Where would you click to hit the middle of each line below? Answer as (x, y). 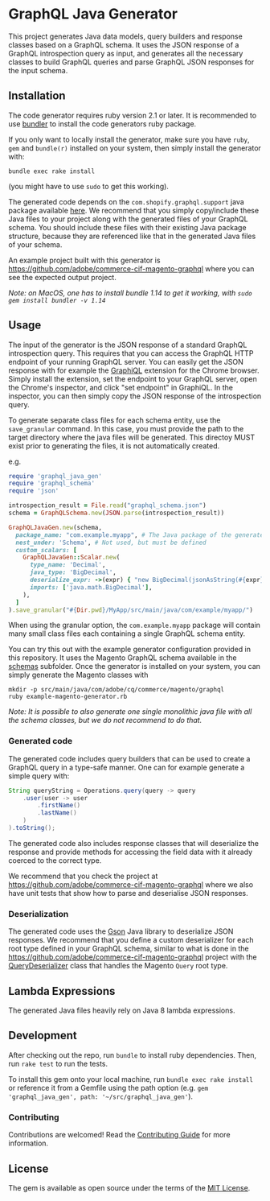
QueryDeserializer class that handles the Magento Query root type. (118, 966)
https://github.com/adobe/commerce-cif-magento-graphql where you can (131, 268)
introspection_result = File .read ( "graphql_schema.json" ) (107, 506)
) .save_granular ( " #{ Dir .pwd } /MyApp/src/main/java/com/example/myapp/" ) (131, 610)
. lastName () (57, 813)
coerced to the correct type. (55, 860)
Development (43, 1036)
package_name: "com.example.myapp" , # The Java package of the (123, 535)
